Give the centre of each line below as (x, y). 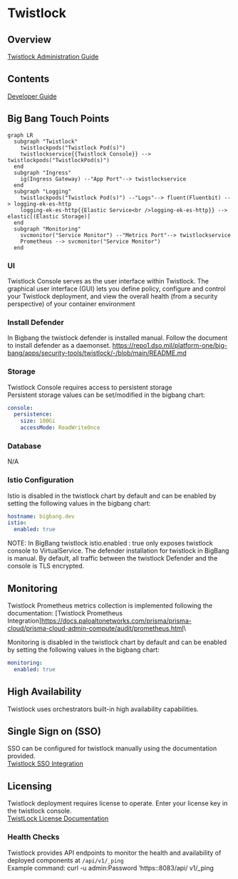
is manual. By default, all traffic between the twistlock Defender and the (113, 558)
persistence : (33, 415)
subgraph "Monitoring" (47, 229)
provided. (21, 756)
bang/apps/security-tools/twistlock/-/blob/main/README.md (97, 353)
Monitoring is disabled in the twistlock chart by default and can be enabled (117, 642)
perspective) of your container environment (71, 303)
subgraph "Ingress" (43, 173)
